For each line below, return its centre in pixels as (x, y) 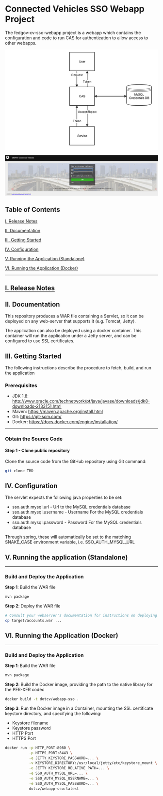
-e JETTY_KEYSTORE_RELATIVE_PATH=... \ (69, 768)
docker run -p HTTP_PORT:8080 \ (38, 748)
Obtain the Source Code (34, 439)
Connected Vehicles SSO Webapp (75, 9)
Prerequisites (21, 385)
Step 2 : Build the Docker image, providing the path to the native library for (79, 684)
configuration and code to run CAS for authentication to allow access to (77, 38)
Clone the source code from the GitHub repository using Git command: (76, 461)
